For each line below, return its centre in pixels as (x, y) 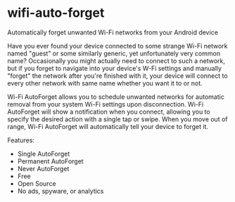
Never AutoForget (43, 168)
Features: (21, 140)
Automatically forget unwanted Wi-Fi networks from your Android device (113, 32)
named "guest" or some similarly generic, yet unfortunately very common (114, 53)
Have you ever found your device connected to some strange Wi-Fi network (118, 46)
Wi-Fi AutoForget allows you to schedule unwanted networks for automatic (116, 97)
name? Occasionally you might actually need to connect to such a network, (116, 60)
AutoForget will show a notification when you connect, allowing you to (109, 112)
